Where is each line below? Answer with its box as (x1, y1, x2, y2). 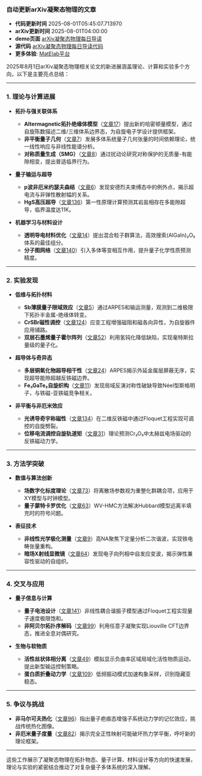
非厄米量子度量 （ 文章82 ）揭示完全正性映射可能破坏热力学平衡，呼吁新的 (14, 730, 195, 737)
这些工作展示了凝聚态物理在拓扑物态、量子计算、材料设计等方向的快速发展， (6, 756, 196, 763)
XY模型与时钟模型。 (23, 495, 74, 502)
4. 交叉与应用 (6, 580, 45, 588)
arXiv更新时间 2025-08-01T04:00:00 (14, 28, 108, 35)
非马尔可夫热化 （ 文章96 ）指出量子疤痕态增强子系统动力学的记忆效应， (14, 715, 191, 722)
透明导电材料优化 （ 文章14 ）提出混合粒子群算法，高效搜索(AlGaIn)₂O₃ (23, 231, 195, 239)
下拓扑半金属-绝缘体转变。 (23, 311, 90, 318)
